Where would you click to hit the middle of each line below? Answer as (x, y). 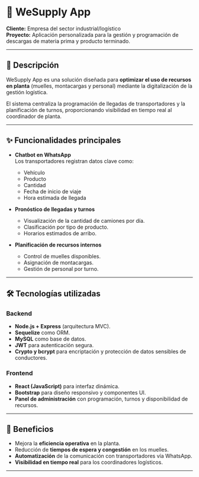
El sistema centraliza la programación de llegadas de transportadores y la (96, 104)
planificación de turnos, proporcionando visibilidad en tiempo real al (89, 110)
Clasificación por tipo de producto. (66, 227)
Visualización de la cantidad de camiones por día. (84, 220)
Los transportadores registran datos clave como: (74, 161)
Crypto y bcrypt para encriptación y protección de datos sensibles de (100, 351)
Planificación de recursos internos (58, 245)
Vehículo (34, 172)
